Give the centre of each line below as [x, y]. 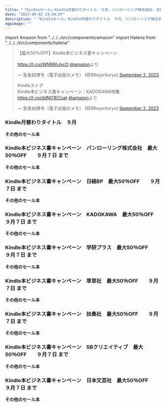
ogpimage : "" [19, 23]
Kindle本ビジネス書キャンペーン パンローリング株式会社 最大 [81, 148]
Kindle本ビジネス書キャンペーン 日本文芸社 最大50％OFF [77, 380]
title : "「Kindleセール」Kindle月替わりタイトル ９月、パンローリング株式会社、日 [83, 10]
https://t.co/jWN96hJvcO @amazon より [58, 64]
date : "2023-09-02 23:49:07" [35, 14]
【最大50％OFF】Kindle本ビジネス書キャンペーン [67, 53]
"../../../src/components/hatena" [37, 43]
